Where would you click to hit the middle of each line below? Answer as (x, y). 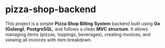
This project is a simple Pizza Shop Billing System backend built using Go (83, 23)
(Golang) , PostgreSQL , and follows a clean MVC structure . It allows (77, 29)
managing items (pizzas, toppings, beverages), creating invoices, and (78, 34)
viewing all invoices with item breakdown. (49, 40)
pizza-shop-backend (51, 9)
